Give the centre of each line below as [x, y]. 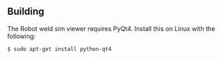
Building [26, 12]
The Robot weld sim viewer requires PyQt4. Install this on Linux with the [111, 28]
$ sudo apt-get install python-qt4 [60, 49]
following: [21, 36]
